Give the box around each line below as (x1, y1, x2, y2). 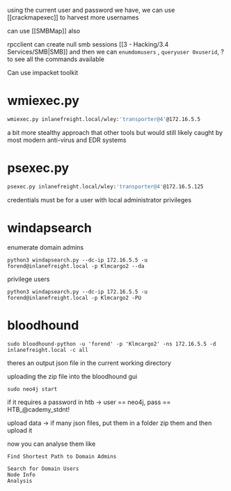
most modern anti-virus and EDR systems (7, 136, 127, 144)
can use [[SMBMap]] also (7, 27, 81, 35)
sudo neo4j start (7, 385, 58, 392)
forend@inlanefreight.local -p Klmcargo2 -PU (7, 294, 141, 301)
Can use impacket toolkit (7, 69, 79, 77)
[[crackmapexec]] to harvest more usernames (7, 13, 139, 22)
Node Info (7, 471, 36, 478)
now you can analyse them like (7, 440, 96, 448)
